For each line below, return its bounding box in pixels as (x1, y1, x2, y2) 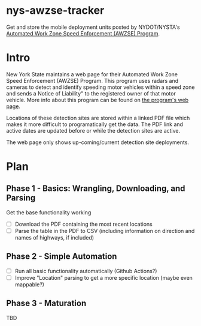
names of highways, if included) (14, 234, 95, 241)
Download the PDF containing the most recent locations (14, 220, 153, 228)
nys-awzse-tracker (6, 4, 105, 17)
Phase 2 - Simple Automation (6, 252, 117, 262)
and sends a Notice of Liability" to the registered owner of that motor (6, 89, 176, 97)
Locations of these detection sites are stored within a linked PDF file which (6, 114, 190, 121)
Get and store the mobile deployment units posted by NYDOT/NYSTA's (6, 23, 181, 31)
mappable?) (14, 280, 45, 288)
